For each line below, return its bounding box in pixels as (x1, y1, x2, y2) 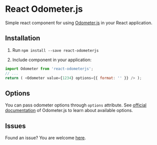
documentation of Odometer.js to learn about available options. (5, 108, 133, 113)
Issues (5, 122, 26, 130)
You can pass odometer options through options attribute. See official (5, 102, 147, 108)
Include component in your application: (12, 57, 92, 63)
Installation (5, 34, 40, 42)
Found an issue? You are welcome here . (5, 135, 86, 141)
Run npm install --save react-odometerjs (12, 47, 99, 53)
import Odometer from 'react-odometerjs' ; (5, 66, 94, 71)
